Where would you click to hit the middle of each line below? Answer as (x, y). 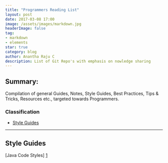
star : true (16, 47)
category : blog (21, 52)
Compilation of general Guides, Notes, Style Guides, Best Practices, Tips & (82, 94)
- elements (16, 43)
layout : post (19, 15)
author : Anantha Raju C (30, 56)
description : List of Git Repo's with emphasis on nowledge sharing (78, 61)
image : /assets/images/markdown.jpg (43, 24)
